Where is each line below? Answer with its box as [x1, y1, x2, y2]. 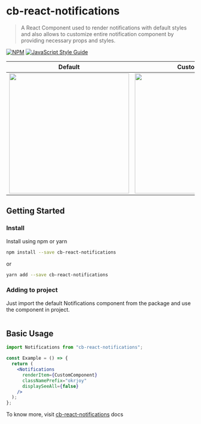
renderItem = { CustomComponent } [22, 372, 98, 378]
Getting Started [6, 206, 65, 216]
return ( [11, 361, 33, 367]
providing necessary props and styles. [20, 37, 115, 44]
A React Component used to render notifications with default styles [20, 24, 187, 31]
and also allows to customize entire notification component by [20, 30, 174, 37]
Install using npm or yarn [6, 237, 68, 244]
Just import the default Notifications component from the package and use [6, 299, 191, 307]
